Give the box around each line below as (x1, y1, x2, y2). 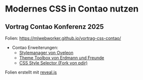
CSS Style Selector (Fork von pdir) (19, 60, 88, 66)
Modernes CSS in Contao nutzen (5, 3, 139, 14)
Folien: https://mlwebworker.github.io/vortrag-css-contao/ (5, 35, 121, 41)
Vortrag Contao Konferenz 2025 (5, 23, 104, 31)
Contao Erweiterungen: (12, 45, 58, 50)
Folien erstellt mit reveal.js (5, 69, 57, 75)
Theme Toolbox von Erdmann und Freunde (19, 55, 105, 61)
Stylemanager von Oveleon (19, 50, 74, 55)
